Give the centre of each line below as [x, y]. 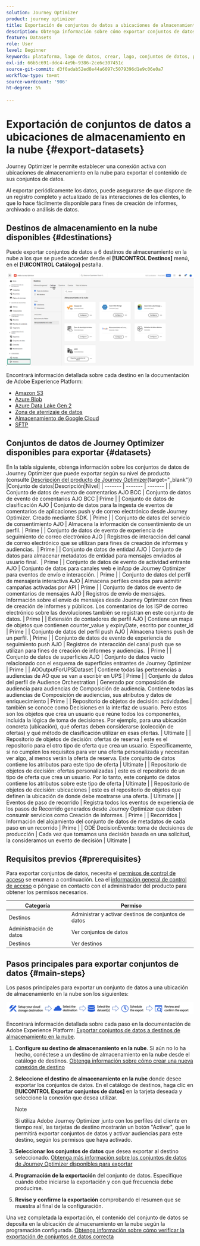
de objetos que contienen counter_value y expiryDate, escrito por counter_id [100, 625]
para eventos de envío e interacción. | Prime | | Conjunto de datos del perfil [98, 574]
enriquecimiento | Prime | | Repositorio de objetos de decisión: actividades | [99, 701]
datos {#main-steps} [46, 973]
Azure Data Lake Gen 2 [43, 406]
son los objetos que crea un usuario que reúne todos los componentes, [93, 714]
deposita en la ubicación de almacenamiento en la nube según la [86, 1224]
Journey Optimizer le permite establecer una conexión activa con [86, 166]
